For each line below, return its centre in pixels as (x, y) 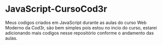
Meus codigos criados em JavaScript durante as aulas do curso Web (76, 22)
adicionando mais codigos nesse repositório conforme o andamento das (80, 33)
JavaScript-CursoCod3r (56, 9)
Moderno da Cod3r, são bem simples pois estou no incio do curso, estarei (81, 27)
